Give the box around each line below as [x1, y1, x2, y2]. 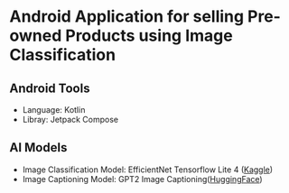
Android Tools [9, 80, 90, 96]
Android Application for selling [9, 6, 245, 27]
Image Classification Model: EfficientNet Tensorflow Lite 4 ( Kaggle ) [22, 164, 274, 175]
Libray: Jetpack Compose [22, 115, 119, 124]
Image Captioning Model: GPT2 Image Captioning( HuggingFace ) [22, 173, 264, 184]
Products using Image [64, 25, 233, 46]
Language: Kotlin [22, 105, 86, 115]
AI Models [9, 140, 68, 155]
